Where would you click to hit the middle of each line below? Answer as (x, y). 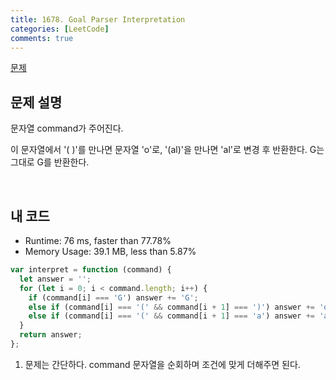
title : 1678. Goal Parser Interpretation (98, 19)
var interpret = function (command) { (91, 270)
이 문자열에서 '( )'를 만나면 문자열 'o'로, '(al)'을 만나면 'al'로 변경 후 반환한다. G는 (167, 150)
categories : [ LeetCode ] (60, 29)
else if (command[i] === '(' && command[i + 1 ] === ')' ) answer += (171, 307)
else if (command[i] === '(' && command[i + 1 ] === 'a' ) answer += (171, 316)
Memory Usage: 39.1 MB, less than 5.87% (110, 251)
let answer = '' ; (55, 279)
